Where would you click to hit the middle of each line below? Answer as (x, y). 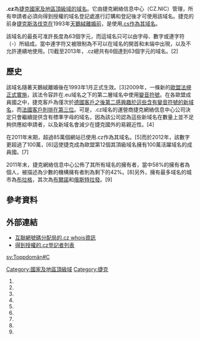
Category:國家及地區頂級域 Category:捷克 (57, 269)
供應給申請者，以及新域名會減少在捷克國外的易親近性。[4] (83, 124)
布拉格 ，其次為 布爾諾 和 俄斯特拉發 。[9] (65, 179)
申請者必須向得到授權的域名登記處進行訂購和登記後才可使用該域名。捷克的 (102, 16)
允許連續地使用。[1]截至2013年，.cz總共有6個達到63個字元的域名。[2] (92, 51)
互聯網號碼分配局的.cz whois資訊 (55, 238)
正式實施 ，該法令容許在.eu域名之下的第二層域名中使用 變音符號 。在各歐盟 (96, 95)
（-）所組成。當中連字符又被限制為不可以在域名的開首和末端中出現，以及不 (99, 44)
